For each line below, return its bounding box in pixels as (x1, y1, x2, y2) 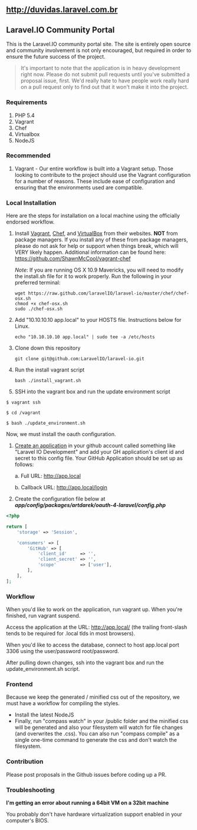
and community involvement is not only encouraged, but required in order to (6, 47, 192, 54)
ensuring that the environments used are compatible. (14, 183, 144, 191)
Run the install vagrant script (14, 366, 85, 373)
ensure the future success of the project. (6, 53, 106, 60)
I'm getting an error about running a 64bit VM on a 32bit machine (6, 799, 169, 806)
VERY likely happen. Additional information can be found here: (14, 248, 166, 256)
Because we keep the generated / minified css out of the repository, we (6, 693, 180, 700)
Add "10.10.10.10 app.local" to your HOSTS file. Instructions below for (14, 317, 182, 324)
